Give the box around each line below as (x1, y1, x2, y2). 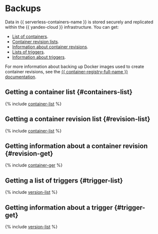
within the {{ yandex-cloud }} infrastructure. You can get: (5, 24, 119, 30)
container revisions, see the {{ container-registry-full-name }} (5, 68, 128, 74)
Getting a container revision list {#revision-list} (5, 115, 151, 123)
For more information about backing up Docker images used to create (5, 64, 144, 69)
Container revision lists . (12, 38, 59, 44)
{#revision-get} (5, 149, 53, 158)
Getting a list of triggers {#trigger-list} (5, 176, 123, 184)
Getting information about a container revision (5, 142, 148, 150)
